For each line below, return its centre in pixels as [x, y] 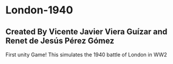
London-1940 [39, 10]
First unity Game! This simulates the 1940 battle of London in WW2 [86, 55]
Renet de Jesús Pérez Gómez [60, 40]
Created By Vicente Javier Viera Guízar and [86, 32]
